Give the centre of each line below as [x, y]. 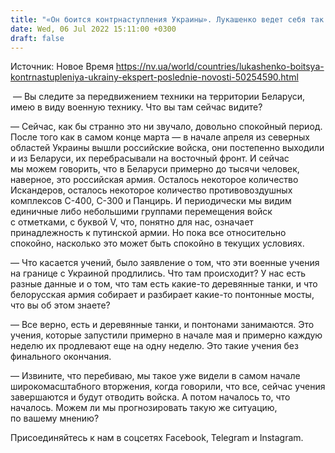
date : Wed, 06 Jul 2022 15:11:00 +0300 [93, 29]
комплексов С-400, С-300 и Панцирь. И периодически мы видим [151, 201]
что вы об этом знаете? [60, 305]
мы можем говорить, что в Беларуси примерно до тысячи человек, [155, 169]
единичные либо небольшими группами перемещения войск [141, 212]
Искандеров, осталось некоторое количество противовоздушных [151, 190]
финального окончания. [61, 357]
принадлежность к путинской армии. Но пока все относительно [148, 233]
